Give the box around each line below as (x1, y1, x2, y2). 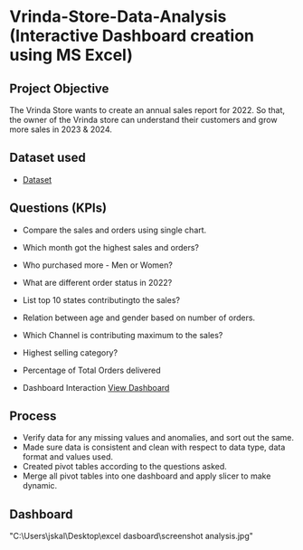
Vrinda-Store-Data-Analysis (9, 6, 227, 27)
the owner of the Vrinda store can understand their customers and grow (9, 115, 278, 125)
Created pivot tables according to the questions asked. (22, 461, 228, 472)
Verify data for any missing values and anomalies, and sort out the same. (22, 432, 295, 443)
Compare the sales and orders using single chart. (22, 224, 207, 235)
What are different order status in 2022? (22, 277, 173, 288)
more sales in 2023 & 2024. (9, 124, 113, 135)
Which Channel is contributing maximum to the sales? (22, 329, 223, 340)
